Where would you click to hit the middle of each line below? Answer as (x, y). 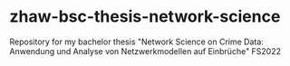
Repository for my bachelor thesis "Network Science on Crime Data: (137, 42)
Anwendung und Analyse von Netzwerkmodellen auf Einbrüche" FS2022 (145, 51)
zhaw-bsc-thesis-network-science (145, 17)
